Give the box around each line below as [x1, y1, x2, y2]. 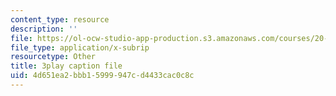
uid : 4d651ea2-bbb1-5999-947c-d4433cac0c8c [10, 71, 195, 81]
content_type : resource [10, 14, 110, 25]
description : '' [10, 24, 78, 34]
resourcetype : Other [10, 52, 97, 62]
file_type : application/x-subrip [10, 42, 150, 53]
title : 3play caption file [10, 61, 123, 71]
